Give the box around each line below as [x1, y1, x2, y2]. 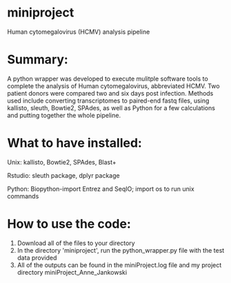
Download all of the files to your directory [17, 239, 136, 247]
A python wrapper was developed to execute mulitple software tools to [7, 74, 208, 83]
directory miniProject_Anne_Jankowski [17, 268, 128, 276]
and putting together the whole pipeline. [7, 111, 121, 119]
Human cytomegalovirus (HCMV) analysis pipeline [7, 28, 150, 36]
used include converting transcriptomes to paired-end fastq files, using [7, 96, 210, 105]
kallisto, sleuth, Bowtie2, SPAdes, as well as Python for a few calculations [7, 103, 216, 112]
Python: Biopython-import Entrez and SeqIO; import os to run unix [7, 185, 194, 193]
